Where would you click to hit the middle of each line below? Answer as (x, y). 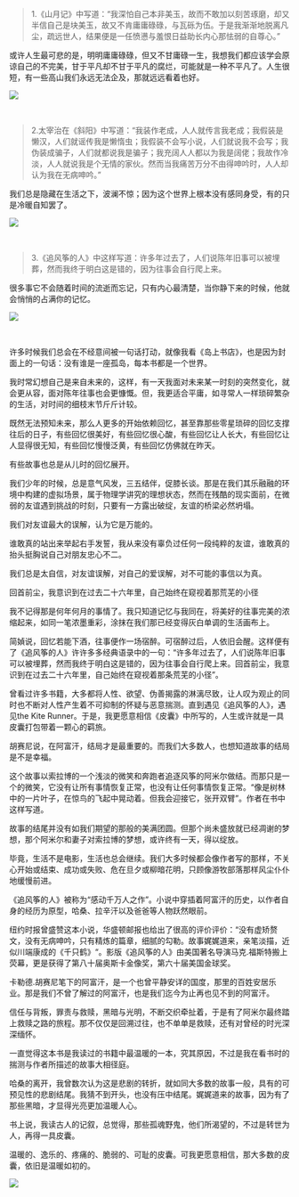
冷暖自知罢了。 (44, 205)
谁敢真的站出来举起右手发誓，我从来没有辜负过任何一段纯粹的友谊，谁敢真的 (149, 543)
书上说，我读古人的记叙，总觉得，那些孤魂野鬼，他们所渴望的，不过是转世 (145, 1124)
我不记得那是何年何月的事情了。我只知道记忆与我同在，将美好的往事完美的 (145, 611)
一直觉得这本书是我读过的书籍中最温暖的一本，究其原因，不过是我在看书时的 (149, 1053)
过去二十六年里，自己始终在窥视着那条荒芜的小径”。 (128, 675)
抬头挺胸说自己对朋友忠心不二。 (68, 554)
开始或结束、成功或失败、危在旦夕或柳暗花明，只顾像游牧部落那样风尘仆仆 (153, 869)
